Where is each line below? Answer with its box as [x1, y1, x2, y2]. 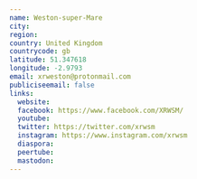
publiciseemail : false [9, 80, 95, 89]
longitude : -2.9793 [9, 64, 83, 73]
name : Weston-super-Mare [9, 13, 103, 23]
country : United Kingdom [9, 38, 103, 48]
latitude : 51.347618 [9, 55, 88, 64]
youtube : [17, 114, 51, 123]
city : [9, 22, 30, 31]
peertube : [17, 147, 54, 156]
